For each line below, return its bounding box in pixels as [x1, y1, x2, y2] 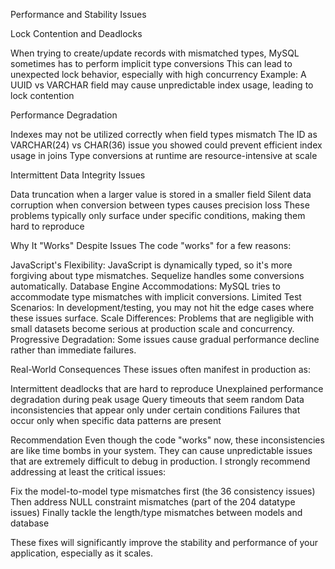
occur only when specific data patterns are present [10, 415, 222, 426]
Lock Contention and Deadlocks [10, 28, 143, 39]
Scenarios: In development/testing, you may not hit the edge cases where [10, 302, 315, 313]
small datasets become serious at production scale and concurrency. [10, 323, 295, 334]
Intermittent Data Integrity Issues [10, 169, 146, 181]
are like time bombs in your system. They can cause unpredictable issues [10, 445, 313, 456]
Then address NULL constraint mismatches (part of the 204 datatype [10, 496, 296, 508]
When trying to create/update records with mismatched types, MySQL [10, 47, 300, 59]
